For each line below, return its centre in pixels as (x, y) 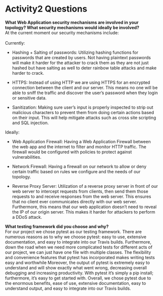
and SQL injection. (30, 123)
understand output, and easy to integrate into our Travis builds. (68, 288)
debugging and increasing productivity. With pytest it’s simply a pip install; (79, 273)
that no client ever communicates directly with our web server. (74, 201)
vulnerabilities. (27, 157)
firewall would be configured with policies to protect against (72, 152)
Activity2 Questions (46, 9)
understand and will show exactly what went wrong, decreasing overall (76, 267)
